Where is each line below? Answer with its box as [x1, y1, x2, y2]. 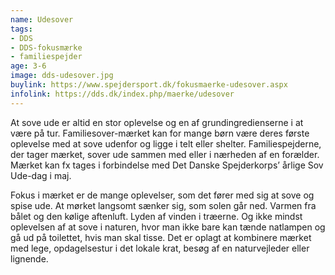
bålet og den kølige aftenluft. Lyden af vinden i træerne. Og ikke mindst [10, 210, 303, 222]
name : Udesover [10, 14, 74, 25]
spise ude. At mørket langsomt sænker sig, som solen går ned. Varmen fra [10, 199, 317, 211]
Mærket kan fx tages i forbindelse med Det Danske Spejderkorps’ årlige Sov [10, 159, 324, 171]
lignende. [10, 252, 49, 265]
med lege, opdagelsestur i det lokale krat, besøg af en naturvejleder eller [10, 242, 310, 254]
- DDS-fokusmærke [10, 42, 83, 53]
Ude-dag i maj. [10, 169, 72, 181]
